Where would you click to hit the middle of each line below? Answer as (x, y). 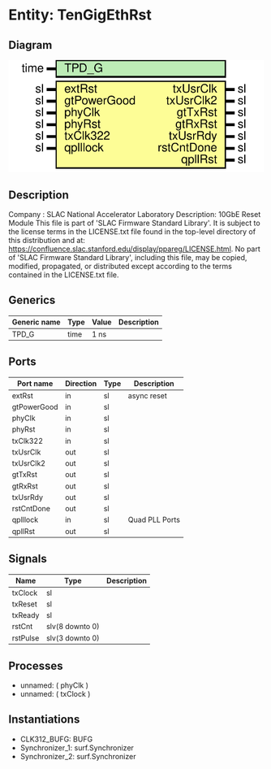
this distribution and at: (47, 240)
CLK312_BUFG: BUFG (56, 739)
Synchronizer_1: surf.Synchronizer (77, 747)
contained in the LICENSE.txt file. (64, 275)
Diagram (30, 45)
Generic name (36, 322)
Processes (36, 665)
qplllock (25, 520)
